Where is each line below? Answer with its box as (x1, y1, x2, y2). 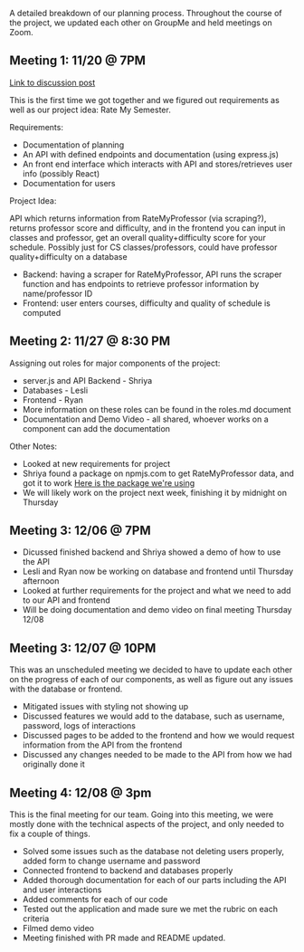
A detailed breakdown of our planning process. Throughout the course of (9, 8, 282, 18)
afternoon (22, 576, 60, 586)
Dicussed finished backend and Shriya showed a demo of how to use (22, 547, 281, 557)
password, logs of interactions (22, 720, 136, 731)
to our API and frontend (22, 595, 110, 605)
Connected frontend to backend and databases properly (22, 865, 233, 876)
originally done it (22, 759, 86, 770)
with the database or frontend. (9, 683, 123, 695)
